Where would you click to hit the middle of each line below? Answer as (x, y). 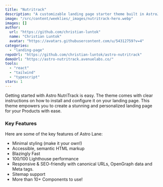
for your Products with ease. (33, 111)
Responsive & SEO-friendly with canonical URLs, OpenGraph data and (82, 164)
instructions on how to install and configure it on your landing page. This (77, 100)
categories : (17, 46)
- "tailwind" (23, 73)
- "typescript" (25, 77)
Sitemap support (29, 174)
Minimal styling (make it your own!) (47, 143)
